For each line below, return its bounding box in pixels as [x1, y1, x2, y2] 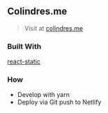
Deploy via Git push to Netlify [17, 98, 102, 107]
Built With [7, 41, 42, 51]
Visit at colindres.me [24, 24, 84, 32]
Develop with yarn [17, 91, 70, 99]
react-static [7, 57, 40, 66]
